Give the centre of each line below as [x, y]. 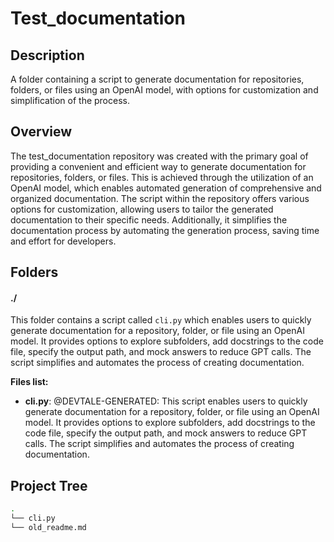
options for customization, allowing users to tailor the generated [142, 209]
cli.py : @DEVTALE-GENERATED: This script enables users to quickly [166, 401]
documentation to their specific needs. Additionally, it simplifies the [149, 219]
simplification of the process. [70, 100]
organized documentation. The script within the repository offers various [160, 198]
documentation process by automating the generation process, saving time [165, 230]
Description [47, 55]
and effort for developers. [63, 241]
